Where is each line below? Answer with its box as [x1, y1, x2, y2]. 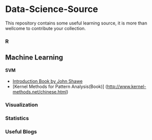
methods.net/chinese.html [12, 89, 67, 95]
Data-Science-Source [5, 3, 98, 15]
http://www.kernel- [107, 83, 146, 89]
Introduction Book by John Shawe [12, 78, 83, 84]
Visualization [5, 101, 38, 108]
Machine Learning [5, 53, 64, 62]
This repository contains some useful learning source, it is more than [5, 20, 147, 26]
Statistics [5, 115, 29, 122]
